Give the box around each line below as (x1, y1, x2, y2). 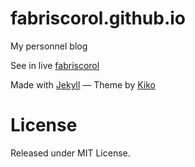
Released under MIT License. (10, 147, 131, 159)
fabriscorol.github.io (10, 7, 186, 30)
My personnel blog (10, 40, 88, 52)
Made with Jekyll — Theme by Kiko (10, 78, 156, 91)
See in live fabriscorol (10, 59, 100, 71)
